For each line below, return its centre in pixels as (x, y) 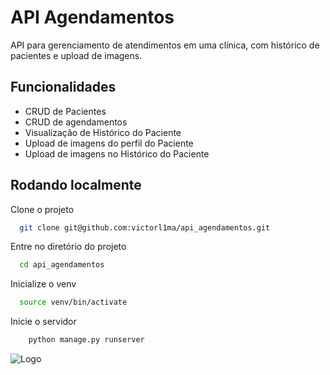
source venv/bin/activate (73, 302)
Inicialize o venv (43, 284)
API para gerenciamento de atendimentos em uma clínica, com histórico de (165, 45)
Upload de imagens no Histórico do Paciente (117, 153)
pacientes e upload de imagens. (76, 55)
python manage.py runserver (86, 340)
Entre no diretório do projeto (68, 247)
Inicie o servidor (43, 322)
